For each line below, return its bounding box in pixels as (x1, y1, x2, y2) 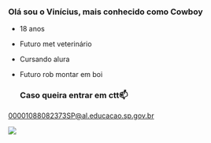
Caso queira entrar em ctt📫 (19, 90, 128, 101)
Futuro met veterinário (19, 39, 92, 49)
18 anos (19, 24, 46, 34)
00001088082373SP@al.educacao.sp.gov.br (8, 111, 155, 120)
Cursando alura (19, 54, 70, 64)
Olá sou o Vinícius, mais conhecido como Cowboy (8, 6, 203, 17)
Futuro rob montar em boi (19, 70, 103, 79)
